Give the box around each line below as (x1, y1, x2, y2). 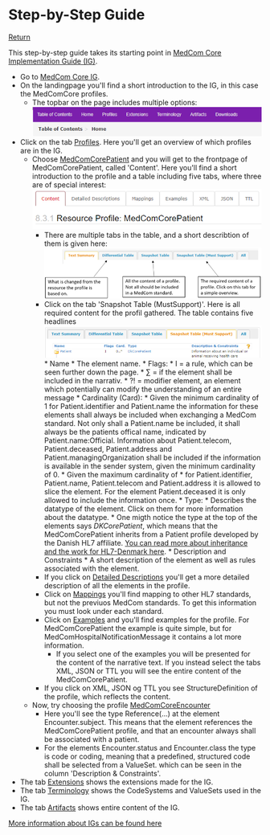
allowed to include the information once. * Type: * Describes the (43, 496, 257, 506)
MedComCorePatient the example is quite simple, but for (43, 624, 232, 633)
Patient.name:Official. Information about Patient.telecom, (43, 436, 232, 445)
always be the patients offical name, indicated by (43, 428, 207, 437)
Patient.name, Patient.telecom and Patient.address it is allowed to (43, 478, 261, 488)
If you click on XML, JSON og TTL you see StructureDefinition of (43, 683, 259, 693)
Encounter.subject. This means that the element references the (43, 718, 253, 727)
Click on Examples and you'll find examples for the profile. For (43, 615, 250, 624)
